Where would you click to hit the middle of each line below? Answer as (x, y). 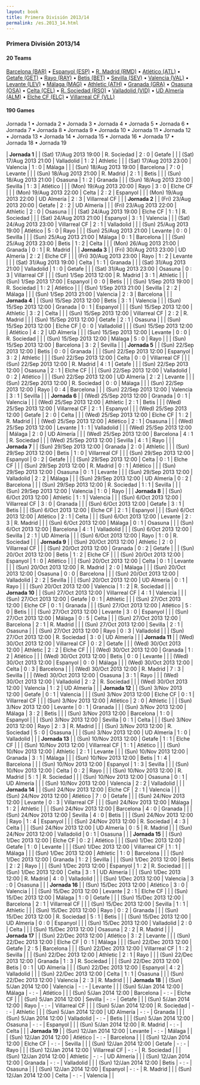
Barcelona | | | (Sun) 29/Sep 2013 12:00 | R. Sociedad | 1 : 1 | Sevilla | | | (93, 484)
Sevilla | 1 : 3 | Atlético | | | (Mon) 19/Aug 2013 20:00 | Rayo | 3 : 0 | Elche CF (99, 186)
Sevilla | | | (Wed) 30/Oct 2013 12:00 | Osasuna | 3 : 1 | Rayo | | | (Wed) (93, 675)
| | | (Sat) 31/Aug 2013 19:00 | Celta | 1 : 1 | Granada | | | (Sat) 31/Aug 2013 (96, 262)
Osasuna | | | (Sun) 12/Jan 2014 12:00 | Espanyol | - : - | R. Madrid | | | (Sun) (99, 1069)
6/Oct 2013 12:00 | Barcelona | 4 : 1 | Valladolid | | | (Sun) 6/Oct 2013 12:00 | (99, 529)
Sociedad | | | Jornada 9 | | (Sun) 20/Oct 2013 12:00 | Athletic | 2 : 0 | (91, 542)
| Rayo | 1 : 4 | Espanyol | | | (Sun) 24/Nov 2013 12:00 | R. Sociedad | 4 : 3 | (98, 821)
